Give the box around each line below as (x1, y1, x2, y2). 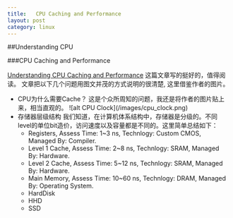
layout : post (7, 17, 46, 24)
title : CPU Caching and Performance (7, 10, 121, 18)
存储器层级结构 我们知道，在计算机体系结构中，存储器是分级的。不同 (17, 112, 217, 121)
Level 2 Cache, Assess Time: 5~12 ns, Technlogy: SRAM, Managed (28, 159, 224, 168)
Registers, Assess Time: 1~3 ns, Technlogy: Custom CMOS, (28, 129, 201, 138)
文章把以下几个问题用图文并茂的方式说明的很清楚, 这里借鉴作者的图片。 (20, 80, 229, 88)
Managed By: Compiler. (28, 137, 97, 145)
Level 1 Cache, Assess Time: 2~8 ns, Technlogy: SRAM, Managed (28, 144, 220, 152)
